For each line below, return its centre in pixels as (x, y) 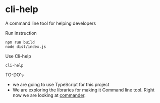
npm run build (20, 42)
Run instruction (21, 33)
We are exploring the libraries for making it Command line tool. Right (84, 90)
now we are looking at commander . (49, 95)
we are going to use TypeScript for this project (61, 84)
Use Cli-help (18, 56)
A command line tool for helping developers (51, 23)
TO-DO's (15, 75)
